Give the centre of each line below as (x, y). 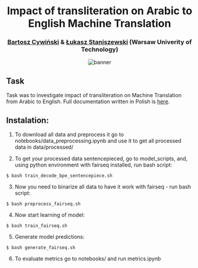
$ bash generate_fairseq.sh (41, 248)
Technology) (100, 50)
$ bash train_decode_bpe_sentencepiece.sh (59, 176)
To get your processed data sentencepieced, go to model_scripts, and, (101, 159)
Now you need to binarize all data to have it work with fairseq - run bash (103, 187)
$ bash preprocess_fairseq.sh (44, 204)
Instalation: (28, 120)
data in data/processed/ (44, 147)
